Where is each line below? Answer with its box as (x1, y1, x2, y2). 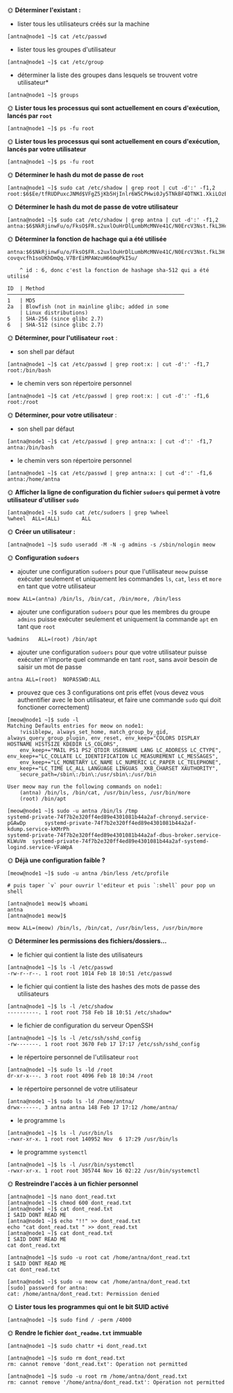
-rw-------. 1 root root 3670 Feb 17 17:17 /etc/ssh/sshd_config (7, 1041, 200, 1048)
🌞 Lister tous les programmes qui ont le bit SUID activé (7, 1303, 169, 1310)
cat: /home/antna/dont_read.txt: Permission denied (7, 1290, 159, 1297)
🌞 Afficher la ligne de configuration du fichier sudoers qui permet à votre (7, 488, 221, 496)
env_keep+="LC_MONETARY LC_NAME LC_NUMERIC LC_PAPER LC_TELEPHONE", (19, 759, 222, 766)
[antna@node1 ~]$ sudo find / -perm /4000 (7, 1317, 132, 1324)
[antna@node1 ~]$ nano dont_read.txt (7, 1193, 116, 1200)
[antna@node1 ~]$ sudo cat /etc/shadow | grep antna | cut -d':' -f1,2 (7, 216, 218, 223)
